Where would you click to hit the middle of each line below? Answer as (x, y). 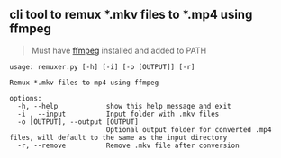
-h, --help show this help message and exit (124, 106)
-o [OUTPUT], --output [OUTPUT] (78, 122)
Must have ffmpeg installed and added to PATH (119, 50)
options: (26, 98)
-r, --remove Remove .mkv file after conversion (129, 145)
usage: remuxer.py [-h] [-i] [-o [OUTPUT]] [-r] (102, 66)
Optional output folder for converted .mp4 (189, 129)
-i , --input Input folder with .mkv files (118, 114)
